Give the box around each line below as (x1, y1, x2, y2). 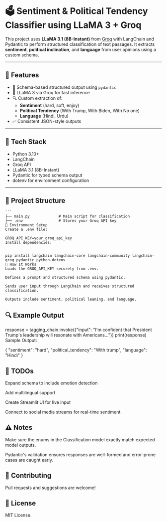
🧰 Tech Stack (5, 138, 47, 146)
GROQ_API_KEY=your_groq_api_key (5, 236, 72, 241)
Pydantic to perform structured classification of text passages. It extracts (5, 41, 155, 47)
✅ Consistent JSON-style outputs (12, 118, 82, 124)
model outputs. (5, 442, 36, 448)
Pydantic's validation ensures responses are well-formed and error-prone (5, 451, 156, 458)
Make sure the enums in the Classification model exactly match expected (5, 436, 155, 443)
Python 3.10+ (12, 151, 40, 157)
